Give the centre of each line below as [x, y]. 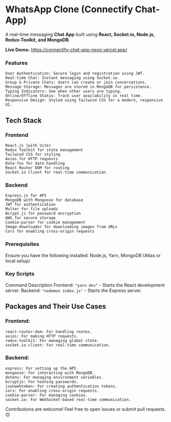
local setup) [18, 261]
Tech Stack [23, 120]
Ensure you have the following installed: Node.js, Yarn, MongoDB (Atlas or [83, 255]
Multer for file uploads [32, 209]
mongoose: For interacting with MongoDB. [50, 373]
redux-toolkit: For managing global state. [52, 340]
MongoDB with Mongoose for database [44, 200]
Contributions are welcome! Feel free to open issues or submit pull [75, 409]
